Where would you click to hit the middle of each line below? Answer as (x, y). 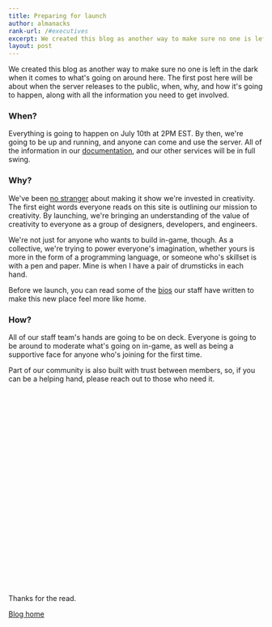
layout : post (30, 46)
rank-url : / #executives (49, 31)
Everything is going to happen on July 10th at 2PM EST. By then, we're (126, 134)
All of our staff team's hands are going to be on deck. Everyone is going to (132, 337)
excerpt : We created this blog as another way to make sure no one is (130, 39)
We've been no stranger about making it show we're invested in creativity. (132, 198)
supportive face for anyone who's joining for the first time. (105, 354)
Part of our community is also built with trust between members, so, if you (132, 371)
